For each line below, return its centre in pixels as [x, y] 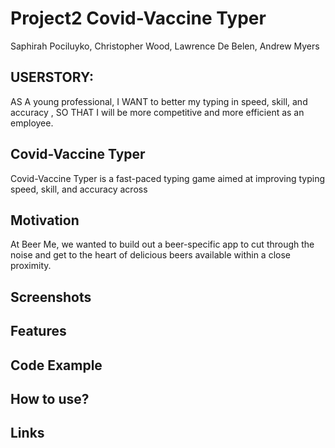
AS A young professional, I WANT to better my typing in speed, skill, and [159, 101]
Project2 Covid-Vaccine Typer [138, 18]
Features [38, 331]
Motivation [45, 220]
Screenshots [51, 297]
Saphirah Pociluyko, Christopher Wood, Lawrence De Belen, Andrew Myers [165, 46]
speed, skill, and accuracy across [79, 189]
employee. [32, 123]
